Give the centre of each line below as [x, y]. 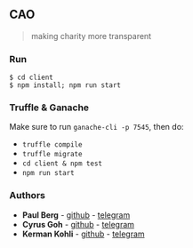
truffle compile [52, 145]
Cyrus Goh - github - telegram [78, 224]
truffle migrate [52, 155]
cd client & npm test [62, 164]
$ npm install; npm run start [65, 85]
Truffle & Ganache [49, 108]
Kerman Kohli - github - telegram [83, 234]
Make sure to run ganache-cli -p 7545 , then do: [96, 127]
